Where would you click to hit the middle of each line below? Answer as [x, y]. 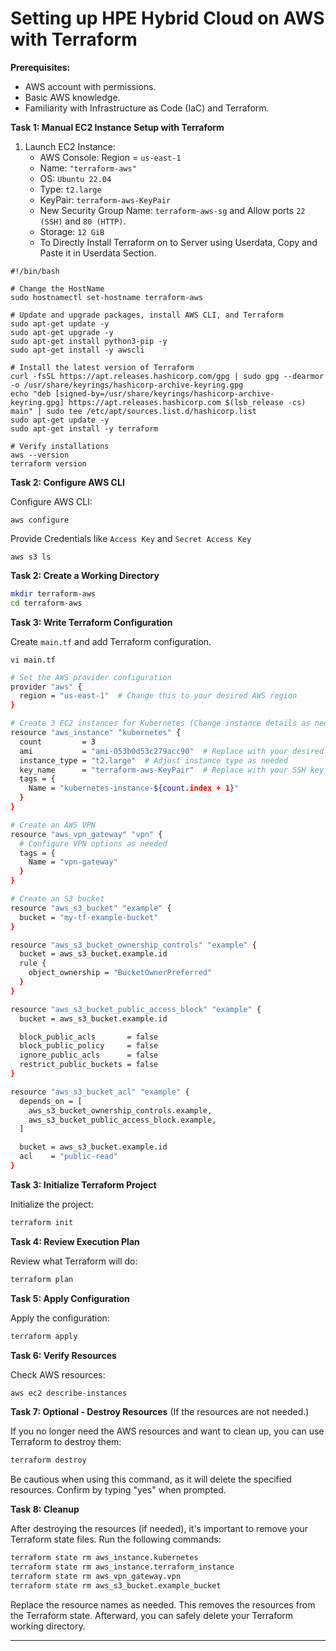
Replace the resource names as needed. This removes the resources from [163, 1604]
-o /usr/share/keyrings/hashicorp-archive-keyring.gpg [127, 385]
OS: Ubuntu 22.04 [75, 178]
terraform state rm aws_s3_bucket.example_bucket [116, 1585]
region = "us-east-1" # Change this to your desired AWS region [158, 696]
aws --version [40, 455]
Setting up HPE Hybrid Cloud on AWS [167, 18]
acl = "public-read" [68, 1157]
